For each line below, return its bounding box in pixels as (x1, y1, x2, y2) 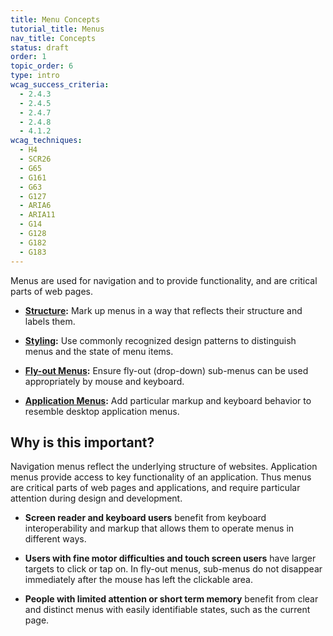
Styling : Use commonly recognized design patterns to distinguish (24, 334, 297, 346)
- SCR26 (19, 154, 52, 164)
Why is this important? (10, 434, 155, 451)
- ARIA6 (19, 201, 52, 211)
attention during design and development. (10, 492, 183, 505)
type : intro (10, 71, 60, 81)
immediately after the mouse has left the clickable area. (24, 574, 254, 586)
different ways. (24, 533, 87, 545)
